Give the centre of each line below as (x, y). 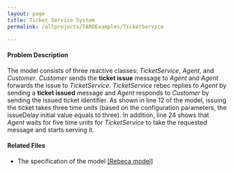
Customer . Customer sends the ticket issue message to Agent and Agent (113, 78)
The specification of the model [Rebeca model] (85, 161)
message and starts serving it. (51, 130)
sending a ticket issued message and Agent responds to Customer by (108, 93)
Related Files (26, 146)
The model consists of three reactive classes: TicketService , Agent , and (111, 70)
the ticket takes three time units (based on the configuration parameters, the (117, 107)
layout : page (26, 14)
